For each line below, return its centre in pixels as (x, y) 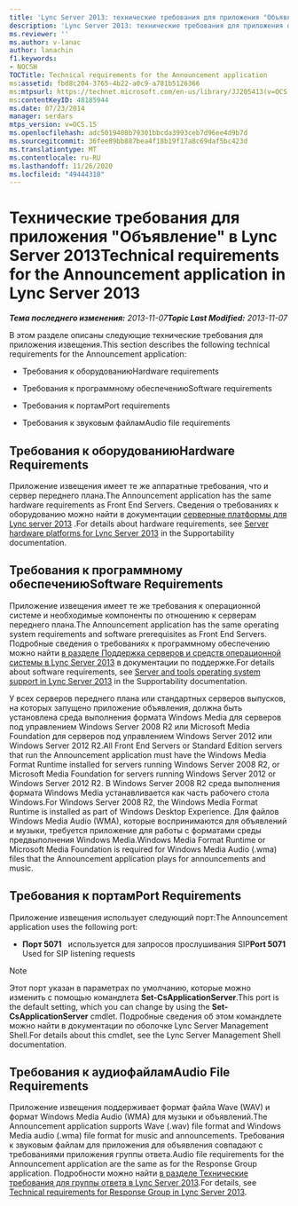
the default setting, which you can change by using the (110, 1006)
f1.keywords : (33, 59)
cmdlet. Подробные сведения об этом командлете (186, 1016)
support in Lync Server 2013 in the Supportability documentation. (128, 681)
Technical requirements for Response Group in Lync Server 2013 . (128, 1192)
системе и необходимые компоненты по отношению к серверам (133, 615)
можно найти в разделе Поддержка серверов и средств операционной (145, 652)
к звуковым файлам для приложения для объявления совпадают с (136, 1145)
